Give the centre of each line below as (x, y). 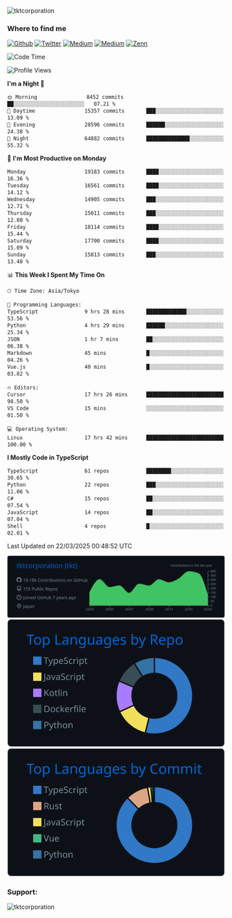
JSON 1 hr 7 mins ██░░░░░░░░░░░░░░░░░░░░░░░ (116, 340)
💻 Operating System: (38, 429)
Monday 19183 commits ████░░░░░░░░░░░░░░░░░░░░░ (116, 172)
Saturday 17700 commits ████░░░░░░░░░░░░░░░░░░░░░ (116, 241)
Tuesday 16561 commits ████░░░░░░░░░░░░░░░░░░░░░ (116, 186)
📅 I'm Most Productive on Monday (57, 158)
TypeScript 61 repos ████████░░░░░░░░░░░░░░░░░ (116, 471)
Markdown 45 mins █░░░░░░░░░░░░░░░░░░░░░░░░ (116, 353)
